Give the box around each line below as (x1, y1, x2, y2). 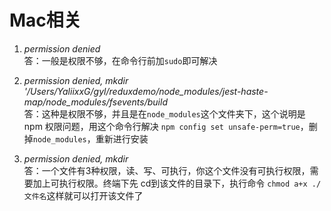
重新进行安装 (95, 132, 149, 145)
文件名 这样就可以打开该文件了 (23, 189, 144, 201)
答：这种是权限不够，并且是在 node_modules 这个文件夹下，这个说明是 (23, 107, 306, 120)
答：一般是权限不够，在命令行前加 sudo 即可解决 (23, 54, 218, 66)
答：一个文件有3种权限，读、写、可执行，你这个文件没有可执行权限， (23, 164, 311, 176)
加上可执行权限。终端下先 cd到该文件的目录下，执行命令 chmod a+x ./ (32, 177, 322, 189)
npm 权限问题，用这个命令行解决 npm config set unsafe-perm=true (23, 120, 301, 132)
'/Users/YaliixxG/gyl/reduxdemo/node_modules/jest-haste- (23, 85, 269, 97)
